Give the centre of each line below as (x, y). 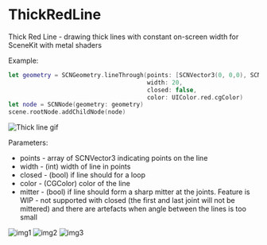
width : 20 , (164, 82)
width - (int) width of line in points (75, 167)
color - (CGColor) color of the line (75, 184)
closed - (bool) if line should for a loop (82, 175)
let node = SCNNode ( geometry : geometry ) (76, 105)
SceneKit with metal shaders (55, 45)
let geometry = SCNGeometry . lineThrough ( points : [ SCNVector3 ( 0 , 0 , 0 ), (128, 75)
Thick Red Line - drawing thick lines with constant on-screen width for (124, 37)
